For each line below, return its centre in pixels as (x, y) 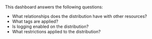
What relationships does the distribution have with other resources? (79, 16)
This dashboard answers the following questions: (54, 7)
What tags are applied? (35, 21)
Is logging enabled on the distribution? (50, 26)
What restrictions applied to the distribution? (56, 32)
